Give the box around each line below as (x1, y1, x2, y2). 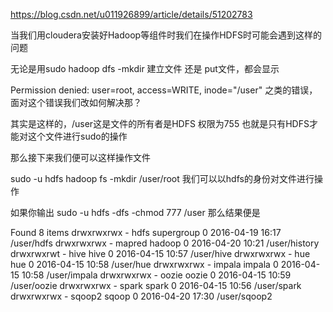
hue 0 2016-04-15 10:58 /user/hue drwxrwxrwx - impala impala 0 (10, 259, 279, 270)
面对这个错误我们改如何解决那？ (10, 97, 142, 108)
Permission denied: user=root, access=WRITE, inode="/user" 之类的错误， (10, 84, 318, 96)
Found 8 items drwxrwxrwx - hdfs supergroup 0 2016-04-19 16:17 (10, 227, 282, 238)
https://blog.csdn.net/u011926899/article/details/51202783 (10, 9, 253, 20)
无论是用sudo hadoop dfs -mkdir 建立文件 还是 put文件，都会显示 (10, 63, 280, 74)
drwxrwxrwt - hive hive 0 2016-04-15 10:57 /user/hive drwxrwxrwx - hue (10, 248, 311, 259)
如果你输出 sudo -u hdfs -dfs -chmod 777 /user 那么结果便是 (10, 207, 261, 218)
